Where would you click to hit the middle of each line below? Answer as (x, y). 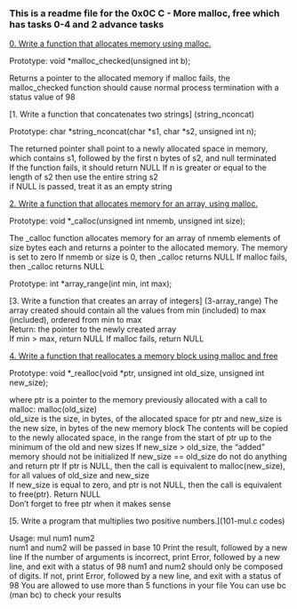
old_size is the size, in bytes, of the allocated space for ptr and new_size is (146, 419)
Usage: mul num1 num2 (52, 538)
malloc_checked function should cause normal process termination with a (144, 88)
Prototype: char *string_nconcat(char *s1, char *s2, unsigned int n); (133, 132)
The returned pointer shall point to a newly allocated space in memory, (139, 148)
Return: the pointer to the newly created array (93, 329)
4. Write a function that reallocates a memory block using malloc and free (144, 356)
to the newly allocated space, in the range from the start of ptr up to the (140, 437)
